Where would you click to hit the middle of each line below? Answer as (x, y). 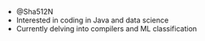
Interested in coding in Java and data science (92, 20)
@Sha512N (35, 12)
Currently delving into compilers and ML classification (107, 29)
